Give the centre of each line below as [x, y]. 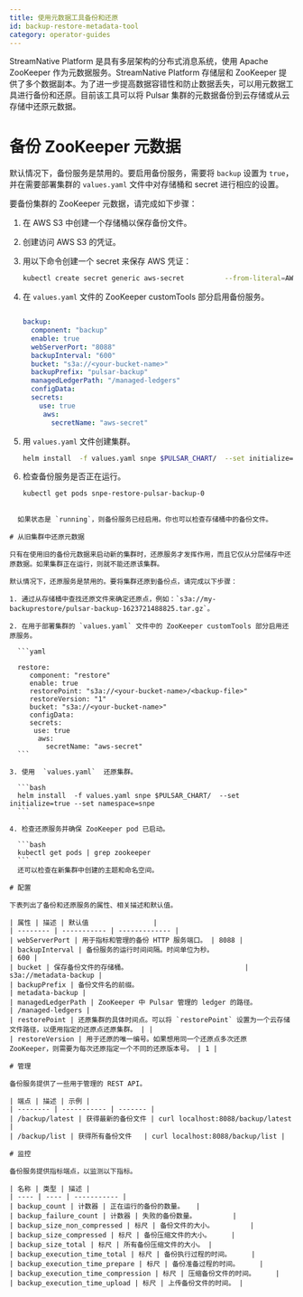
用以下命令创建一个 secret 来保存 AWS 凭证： [107, 261]
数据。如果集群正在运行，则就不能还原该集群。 [90, 564]
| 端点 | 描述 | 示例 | [50, 1102]
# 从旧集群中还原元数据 [47, 537]
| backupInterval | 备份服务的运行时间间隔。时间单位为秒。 [111, 950]
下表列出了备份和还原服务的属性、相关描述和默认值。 [93, 906]
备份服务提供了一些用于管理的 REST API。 [78, 1084]
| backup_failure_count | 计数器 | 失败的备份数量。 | [123, 1217]
